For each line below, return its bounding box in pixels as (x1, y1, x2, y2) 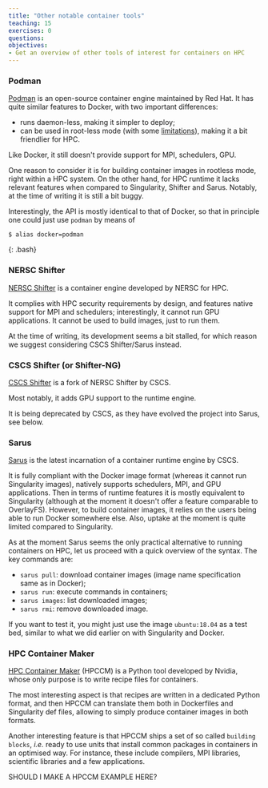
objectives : (8, 42, 48, 50)
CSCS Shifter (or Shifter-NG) (8, 360, 122, 371)
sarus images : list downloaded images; (19, 596, 148, 605)
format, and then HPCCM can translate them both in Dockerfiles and (8, 698, 234, 709)
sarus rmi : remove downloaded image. (19, 604, 149, 613)
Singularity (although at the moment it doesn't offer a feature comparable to (8, 497, 258, 506)
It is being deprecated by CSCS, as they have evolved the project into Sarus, (8, 408, 260, 418)
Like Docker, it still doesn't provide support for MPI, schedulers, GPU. (8, 150, 237, 160)
